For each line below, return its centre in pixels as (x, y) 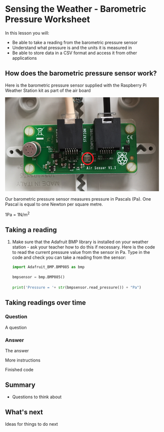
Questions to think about (37, 397)
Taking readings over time (46, 303)
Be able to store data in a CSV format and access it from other (75, 53)
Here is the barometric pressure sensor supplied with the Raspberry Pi (76, 85)
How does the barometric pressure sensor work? (81, 74)
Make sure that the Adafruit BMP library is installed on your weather (80, 242)
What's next (24, 412)
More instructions (23, 360)
